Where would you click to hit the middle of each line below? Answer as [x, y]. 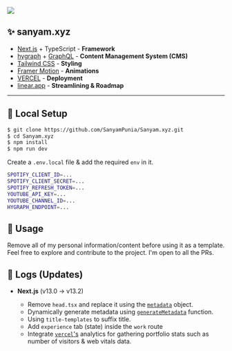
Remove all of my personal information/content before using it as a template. [116, 245]
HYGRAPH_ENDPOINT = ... [38, 207]
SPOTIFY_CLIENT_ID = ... [40, 175]
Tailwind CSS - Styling [49, 63]
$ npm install [28, 143]
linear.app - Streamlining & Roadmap [70, 85]
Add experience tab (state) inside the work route [95, 326]
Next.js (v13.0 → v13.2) [50, 291]
